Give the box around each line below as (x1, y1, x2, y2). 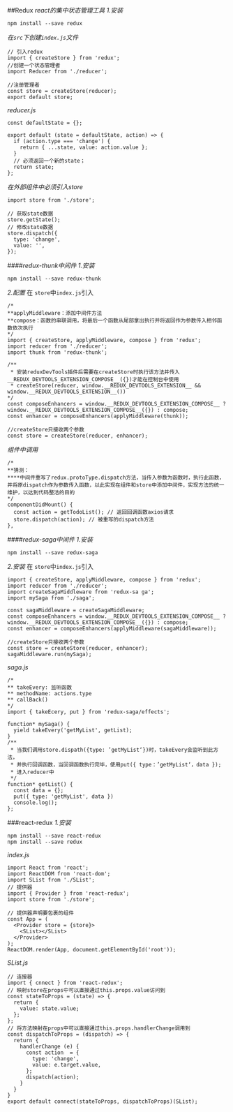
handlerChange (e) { (20, 1043, 80, 1050)
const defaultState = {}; (7, 119, 82, 126)
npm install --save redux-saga (7, 549, 98, 556)
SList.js (7, 958, 29, 967)
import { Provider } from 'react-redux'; (7, 890, 130, 897)
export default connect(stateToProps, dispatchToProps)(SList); (7, 1098, 198, 1105)
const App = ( (7, 916, 49, 923)
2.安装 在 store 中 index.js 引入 (7, 563, 94, 570)
